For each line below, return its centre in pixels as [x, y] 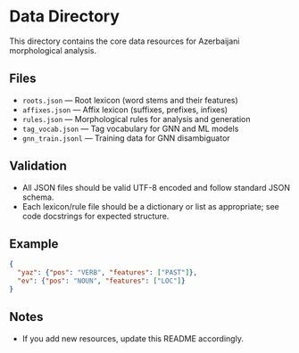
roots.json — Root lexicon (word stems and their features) [130, 100]
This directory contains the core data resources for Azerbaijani [125, 41]
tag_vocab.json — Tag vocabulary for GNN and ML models [130, 128]
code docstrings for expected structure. [96, 216]
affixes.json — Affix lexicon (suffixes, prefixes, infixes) [125, 110]
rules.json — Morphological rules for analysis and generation [136, 119]
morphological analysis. [53, 50]
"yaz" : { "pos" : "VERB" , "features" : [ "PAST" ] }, [108, 273]
